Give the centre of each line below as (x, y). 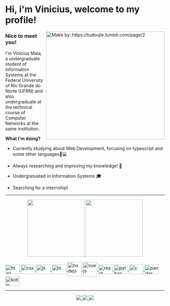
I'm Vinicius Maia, (24, 53)
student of (16, 64)
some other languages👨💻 (40, 154)
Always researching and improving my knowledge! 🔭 (67, 166)
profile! (21, 20)
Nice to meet (21, 36)
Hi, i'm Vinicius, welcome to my (73, 9)
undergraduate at (23, 102)
